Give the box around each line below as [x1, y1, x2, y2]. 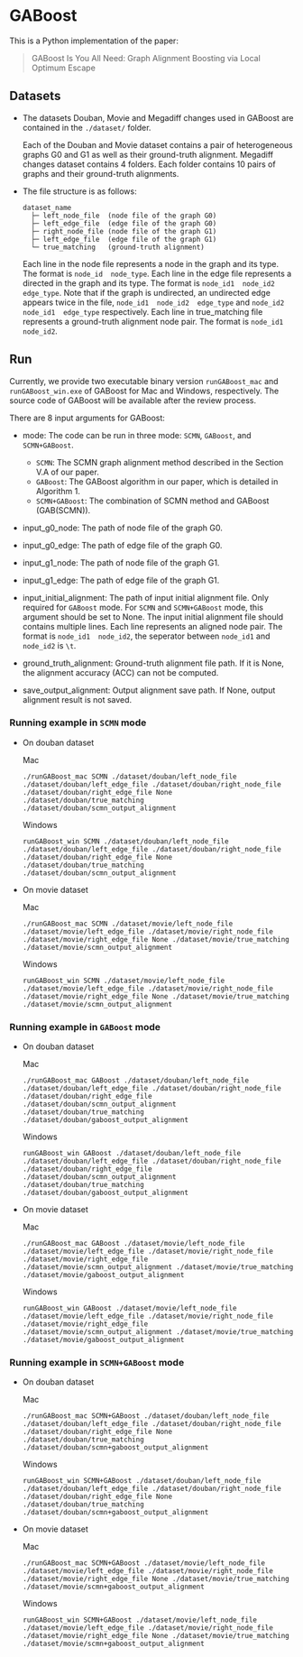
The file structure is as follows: [22, 186, 137, 197]
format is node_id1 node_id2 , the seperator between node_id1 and [22, 631, 271, 641]
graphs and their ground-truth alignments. [22, 168, 179, 179]
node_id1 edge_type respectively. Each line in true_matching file [22, 306, 263, 317]
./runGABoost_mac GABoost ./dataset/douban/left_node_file [22, 1076, 250, 1085]
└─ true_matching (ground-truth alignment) [31, 243, 205, 252]
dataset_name [22, 203, 72, 212]
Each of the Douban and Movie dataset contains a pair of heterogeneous [22, 139, 293, 150]
